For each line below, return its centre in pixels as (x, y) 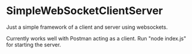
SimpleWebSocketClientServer (84, 11)
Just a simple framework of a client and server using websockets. (87, 27)
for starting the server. (34, 45)
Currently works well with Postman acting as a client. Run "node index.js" (96, 38)
